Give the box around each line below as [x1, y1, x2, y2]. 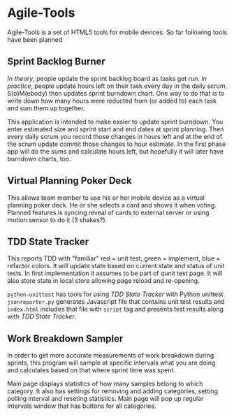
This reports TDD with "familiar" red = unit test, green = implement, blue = [7, 254, 221, 263]
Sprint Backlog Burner [7, 56, 106, 68]
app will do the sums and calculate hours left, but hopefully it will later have [7, 147, 224, 155]
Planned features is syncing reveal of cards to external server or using [7, 208, 210, 217]
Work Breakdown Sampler [7, 332, 124, 344]
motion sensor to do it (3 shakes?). [7, 215, 108, 224]
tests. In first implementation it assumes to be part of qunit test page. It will [7, 269, 223, 277]
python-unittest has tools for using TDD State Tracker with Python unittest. [7, 290, 226, 298]
